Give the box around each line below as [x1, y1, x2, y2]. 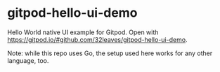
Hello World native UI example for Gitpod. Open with [7, 28, 159, 36]
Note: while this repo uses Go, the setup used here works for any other [7, 49, 213, 57]
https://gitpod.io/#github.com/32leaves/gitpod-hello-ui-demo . [7, 35, 188, 43]
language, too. [7, 56, 49, 64]
